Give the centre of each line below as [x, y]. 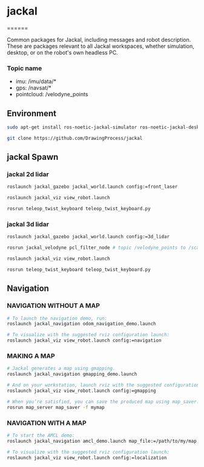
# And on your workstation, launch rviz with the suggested [84, 385]
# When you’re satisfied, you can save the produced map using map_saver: [103, 402]
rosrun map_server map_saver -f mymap [56, 407]
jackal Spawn [33, 157]
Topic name [25, 68]
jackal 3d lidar [28, 224]
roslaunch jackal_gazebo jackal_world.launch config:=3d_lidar [88, 237]
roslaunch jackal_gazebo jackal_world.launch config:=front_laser [92, 187]
